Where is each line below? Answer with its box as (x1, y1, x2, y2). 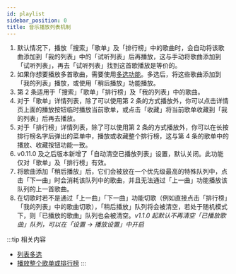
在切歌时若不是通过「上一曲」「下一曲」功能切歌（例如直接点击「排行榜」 (16, 193, 228, 202)
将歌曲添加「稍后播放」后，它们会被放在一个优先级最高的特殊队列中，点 (16, 167, 228, 176)
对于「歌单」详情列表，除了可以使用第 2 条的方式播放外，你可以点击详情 (16, 97, 229, 105)
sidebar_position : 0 (6, 17, 68, 24)
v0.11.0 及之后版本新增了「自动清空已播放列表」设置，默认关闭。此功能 (16, 150, 224, 158)
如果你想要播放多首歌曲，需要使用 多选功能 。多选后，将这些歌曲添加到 (16, 70, 222, 78)
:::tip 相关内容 (6, 235, 47, 244)
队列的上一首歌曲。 (16, 185, 73, 193)
